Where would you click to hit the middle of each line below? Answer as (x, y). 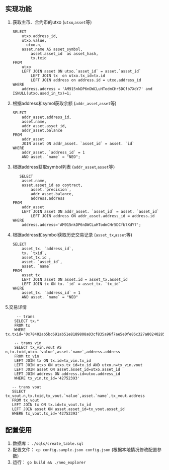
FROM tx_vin (27, 356)
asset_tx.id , (36, 257)
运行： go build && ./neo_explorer (49, 462)
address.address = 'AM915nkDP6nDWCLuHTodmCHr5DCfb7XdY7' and (87, 89)
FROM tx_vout (25, 400)
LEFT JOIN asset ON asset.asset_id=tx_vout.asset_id (68, 409)
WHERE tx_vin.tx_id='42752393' (47, 378)
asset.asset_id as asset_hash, (65, 54)
